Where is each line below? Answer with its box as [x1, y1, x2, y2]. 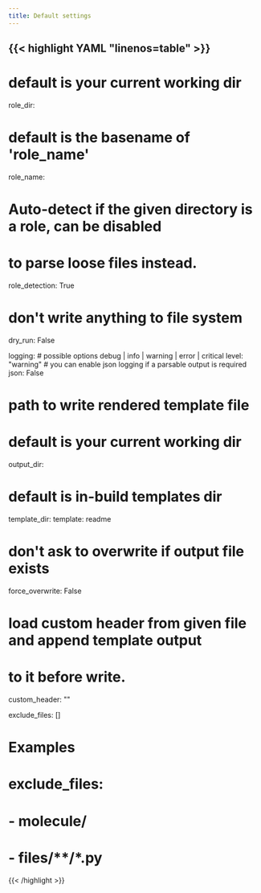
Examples [8, 739, 75, 756]
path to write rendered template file [8, 396, 250, 415]
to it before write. [8, 668, 126, 686]
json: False [8, 367, 44, 378]
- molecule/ [8, 812, 87, 830]
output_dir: [8, 460, 44, 469]
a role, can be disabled [8, 218, 162, 236]
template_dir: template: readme [8, 514, 112, 524]
